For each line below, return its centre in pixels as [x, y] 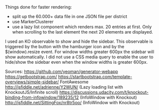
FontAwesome [74, 82]
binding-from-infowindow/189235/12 [42, 97]
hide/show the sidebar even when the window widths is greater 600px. [76, 62]
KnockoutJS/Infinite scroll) [32, 92]
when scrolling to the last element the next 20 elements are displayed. [82, 32]
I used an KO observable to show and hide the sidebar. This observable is [79, 41]
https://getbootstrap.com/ [31, 77]
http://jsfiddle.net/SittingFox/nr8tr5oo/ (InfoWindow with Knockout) [72, 102]
